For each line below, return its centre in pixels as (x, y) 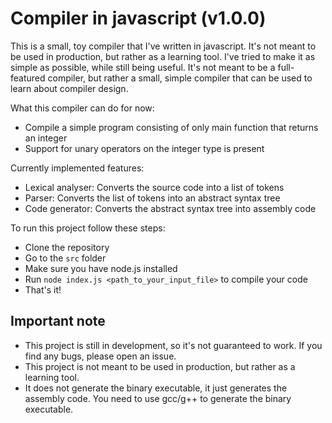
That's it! (43, 289)
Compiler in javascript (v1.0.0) (138, 18)
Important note (58, 321)
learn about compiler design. (69, 88)
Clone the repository (67, 247)
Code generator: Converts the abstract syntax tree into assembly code (170, 208)
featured (28, 78)
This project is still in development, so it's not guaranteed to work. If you (173, 345)
